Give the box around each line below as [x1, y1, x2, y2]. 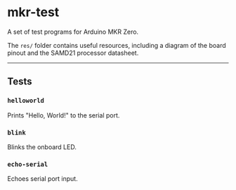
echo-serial [7, 160, 48, 168]
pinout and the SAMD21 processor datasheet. [7, 49, 139, 57]
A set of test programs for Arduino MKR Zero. [7, 27, 139, 36]
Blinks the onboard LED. [7, 142, 77, 151]
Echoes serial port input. [7, 175, 79, 183]
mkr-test [7, 4, 60, 20]
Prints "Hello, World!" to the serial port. [7, 110, 120, 120]
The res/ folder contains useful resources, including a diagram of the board [7, 41, 226, 49]
